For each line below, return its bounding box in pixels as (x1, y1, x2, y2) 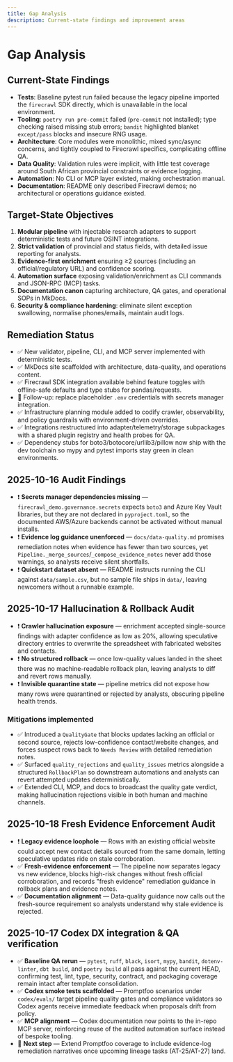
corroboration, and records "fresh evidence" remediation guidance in (17, 877, 216, 885)
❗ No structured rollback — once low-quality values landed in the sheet (17, 654, 223, 663)
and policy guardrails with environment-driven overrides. (17, 415, 181, 425)
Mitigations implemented (7, 714, 94, 724)
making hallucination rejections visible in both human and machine (17, 791, 209, 799)
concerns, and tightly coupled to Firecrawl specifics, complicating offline (17, 144, 227, 153)
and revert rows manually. (17, 672, 92, 680)
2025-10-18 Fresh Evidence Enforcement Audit (7, 818, 216, 830)
